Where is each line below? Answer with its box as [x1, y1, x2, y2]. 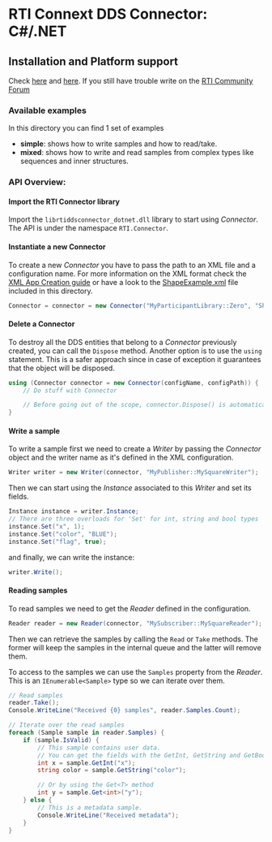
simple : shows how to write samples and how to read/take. [19, 139, 218, 149]
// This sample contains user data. [37, 744, 161, 752]
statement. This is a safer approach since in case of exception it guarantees [8, 354, 261, 364]
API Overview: [8, 176, 66, 188]
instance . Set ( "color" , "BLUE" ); [8, 529, 117, 538]
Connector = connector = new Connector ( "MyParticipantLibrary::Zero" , [8, 301, 252, 309]
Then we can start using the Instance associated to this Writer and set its [8, 483, 253, 493]
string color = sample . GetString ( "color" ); [37, 766, 186, 775]
